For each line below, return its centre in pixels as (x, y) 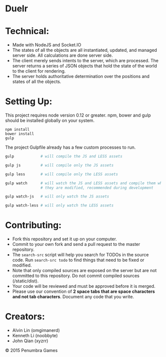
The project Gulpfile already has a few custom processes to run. (70, 147)
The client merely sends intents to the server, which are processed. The (85, 61)
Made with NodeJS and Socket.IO (47, 45)
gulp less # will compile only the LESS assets (62, 174)
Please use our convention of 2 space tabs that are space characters (83, 291)
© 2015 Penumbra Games (31, 351)
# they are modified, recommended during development (97, 188)
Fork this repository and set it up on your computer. (64, 239)
